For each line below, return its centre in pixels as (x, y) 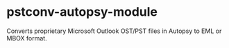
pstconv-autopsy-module (82, 12)
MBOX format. (27, 38)
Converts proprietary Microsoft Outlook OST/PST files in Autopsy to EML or (114, 31)
